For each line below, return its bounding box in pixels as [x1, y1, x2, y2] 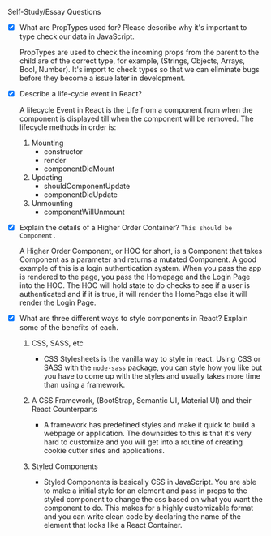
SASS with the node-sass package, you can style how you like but [43, 362, 263, 372]
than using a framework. [43, 380, 126, 390]
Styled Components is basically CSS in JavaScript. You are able [43, 478, 257, 487]
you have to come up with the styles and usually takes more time [43, 371, 260, 381]
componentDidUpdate [43, 190, 118, 199]
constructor [43, 147, 83, 157]
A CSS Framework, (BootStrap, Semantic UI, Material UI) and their [31, 396, 252, 405]
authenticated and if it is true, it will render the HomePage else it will [19, 289, 247, 299]
